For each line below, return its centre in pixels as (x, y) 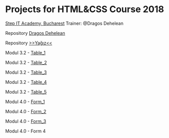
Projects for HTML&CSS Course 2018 (85, 9)
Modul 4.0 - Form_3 (26, 121)
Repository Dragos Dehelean (35, 33)
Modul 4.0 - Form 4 (26, 131)
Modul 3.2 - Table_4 (26, 82)
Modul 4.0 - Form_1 (25, 102)
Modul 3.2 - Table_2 (26, 62)
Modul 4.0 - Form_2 (26, 111)
